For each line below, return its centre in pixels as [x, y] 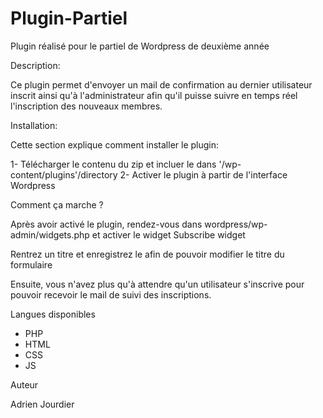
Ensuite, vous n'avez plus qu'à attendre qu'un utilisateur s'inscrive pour [157, 284]
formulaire [31, 264]
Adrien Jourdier [42, 404]
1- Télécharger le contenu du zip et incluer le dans [113, 164]
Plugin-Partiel [69, 18]
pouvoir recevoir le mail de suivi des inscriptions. [111, 294]
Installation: [34, 125]
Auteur [24, 384]
